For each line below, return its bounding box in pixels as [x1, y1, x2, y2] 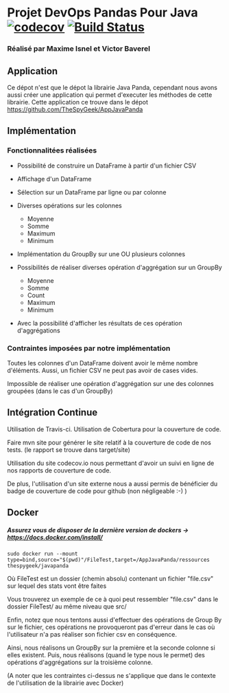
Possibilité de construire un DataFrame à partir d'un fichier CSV [16, 161, 197, 170]
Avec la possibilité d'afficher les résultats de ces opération [16, 319, 182, 327]
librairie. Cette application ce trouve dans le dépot [7, 98, 149, 106]
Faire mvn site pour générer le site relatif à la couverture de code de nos [7, 438, 211, 446]
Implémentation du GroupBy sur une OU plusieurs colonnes [16, 249, 186, 258]
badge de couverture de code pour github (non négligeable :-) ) [7, 486, 187, 495]
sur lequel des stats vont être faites [7, 582, 107, 590]
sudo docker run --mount [7, 551, 78, 558]
